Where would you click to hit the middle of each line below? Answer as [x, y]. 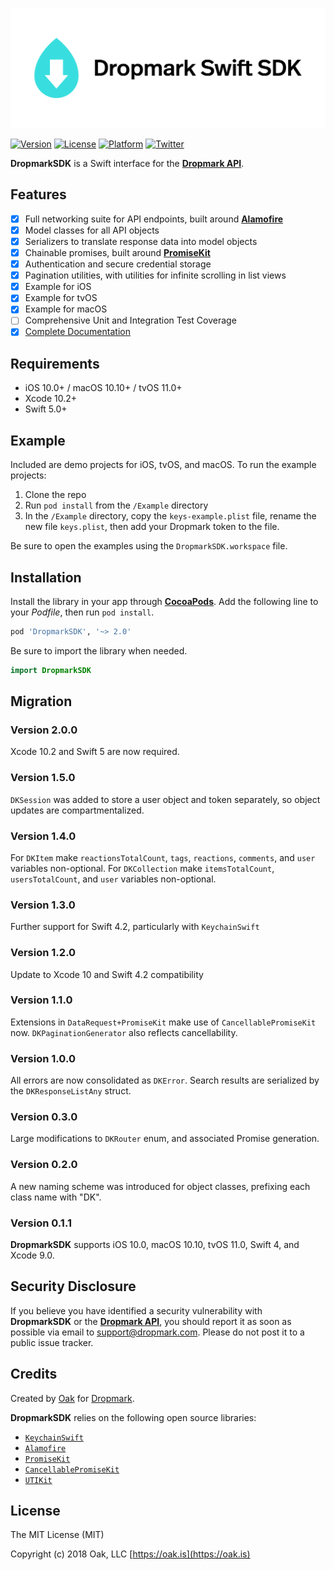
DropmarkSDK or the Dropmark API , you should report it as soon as [151, 1321]
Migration [41, 701]
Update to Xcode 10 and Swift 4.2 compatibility [107, 974]
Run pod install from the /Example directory [116, 505]
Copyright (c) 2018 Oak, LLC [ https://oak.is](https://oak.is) [130, 1554]
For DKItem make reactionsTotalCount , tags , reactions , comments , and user [163, 857]
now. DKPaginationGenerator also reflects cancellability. [124, 1032]
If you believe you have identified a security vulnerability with [136, 1310]
